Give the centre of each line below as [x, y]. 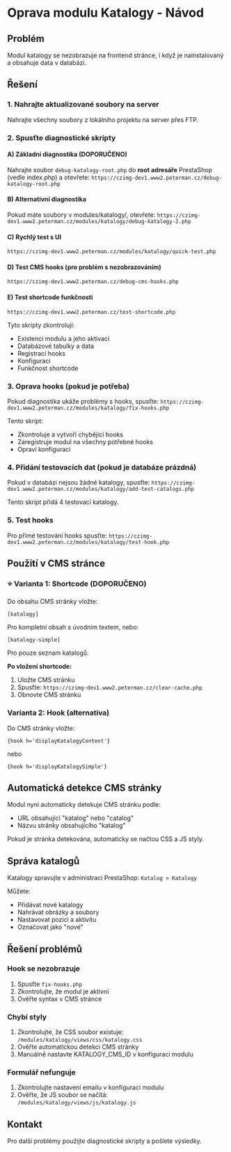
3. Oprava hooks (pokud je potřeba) [69, 386]
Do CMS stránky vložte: [41, 728]
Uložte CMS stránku [46, 680]
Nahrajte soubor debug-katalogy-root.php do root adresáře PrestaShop [110, 169]
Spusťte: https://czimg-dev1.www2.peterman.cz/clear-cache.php [110, 688]
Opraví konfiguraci [44, 449]
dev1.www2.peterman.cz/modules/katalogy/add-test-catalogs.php [101, 490]
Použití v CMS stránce [56, 563]
